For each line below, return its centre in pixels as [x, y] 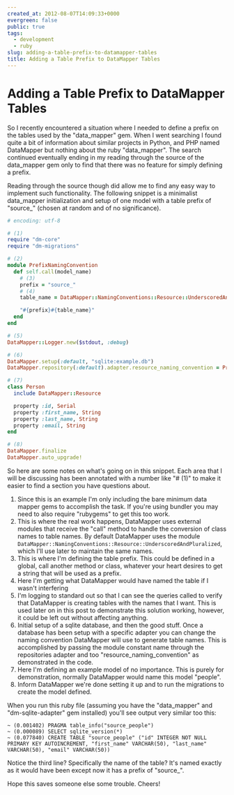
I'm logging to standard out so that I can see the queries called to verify [120, 595]
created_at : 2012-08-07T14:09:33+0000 [63, 14]
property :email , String [49, 425]
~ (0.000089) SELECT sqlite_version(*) [65, 732]
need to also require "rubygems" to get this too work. [94, 514]
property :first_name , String [57, 412]
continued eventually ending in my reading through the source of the [106, 157]
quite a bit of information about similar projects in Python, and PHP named [114, 142]
